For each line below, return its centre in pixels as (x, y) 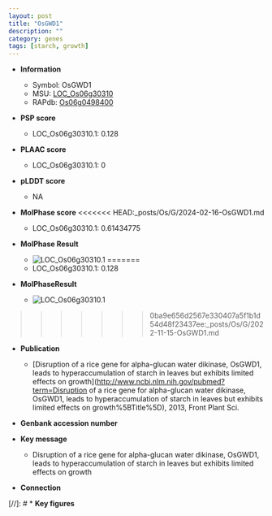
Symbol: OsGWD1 (62, 85)
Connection (40, 488)
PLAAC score (43, 150)
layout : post (30, 16)
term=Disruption (60, 390)
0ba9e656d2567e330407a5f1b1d (205, 316)
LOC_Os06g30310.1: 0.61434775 (86, 228)
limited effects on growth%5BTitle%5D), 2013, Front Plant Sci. (136, 408)
